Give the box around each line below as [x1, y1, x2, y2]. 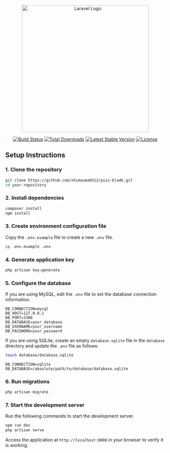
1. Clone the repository [5, 166, 62, 173]
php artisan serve [5, 428, 44, 433]
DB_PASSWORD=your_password [5, 329, 62, 334]
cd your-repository [5, 182, 47, 187]
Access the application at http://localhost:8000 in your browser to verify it [5, 437, 163, 443]
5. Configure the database [5, 279, 71, 286]
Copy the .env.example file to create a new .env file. [5, 234, 114, 240]
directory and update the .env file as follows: [5, 343, 99, 349]
